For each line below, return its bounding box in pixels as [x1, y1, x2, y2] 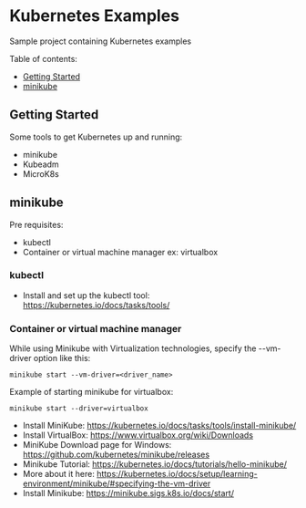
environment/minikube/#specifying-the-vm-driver [22, 478, 211, 489]
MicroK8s [22, 168, 59, 179]
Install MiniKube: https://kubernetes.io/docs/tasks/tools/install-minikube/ [22, 420, 297, 431]
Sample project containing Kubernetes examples [9, 36, 192, 47]
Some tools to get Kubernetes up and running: [9, 131, 183, 142]
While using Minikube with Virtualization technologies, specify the [9, 343, 257, 354]
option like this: [33, 353, 91, 364]
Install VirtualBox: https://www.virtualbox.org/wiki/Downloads [22, 430, 253, 441]
